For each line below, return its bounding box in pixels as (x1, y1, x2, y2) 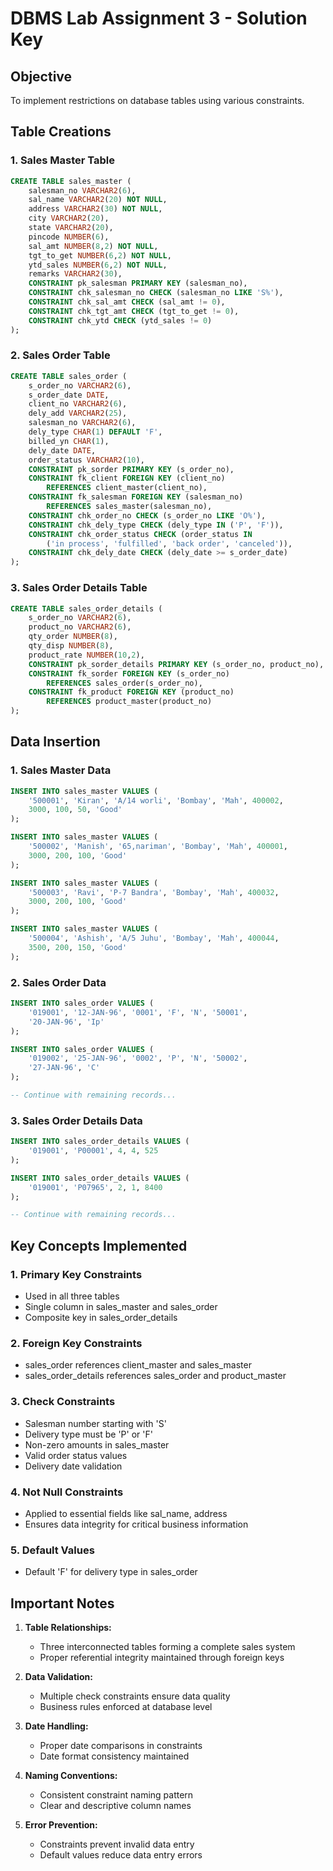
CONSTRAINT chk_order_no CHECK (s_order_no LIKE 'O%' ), (28, 510, 267, 521)
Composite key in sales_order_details (24, 1312, 178, 1323)
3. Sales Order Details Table (10, 581, 148, 595)
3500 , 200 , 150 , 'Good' (28, 942, 128, 952)
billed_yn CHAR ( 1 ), (28, 436, 110, 446)
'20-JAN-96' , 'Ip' (28, 1017, 105, 1027)
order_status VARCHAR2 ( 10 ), (28, 455, 145, 465)
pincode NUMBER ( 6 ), (28, 232, 110, 242)
